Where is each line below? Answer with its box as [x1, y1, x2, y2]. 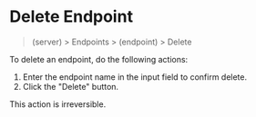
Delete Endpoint [9, 6, 134, 27]
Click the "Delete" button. [22, 81, 119, 92]
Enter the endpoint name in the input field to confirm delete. [22, 71, 248, 83]
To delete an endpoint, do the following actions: [9, 54, 189, 64]
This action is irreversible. [9, 98, 107, 110]
